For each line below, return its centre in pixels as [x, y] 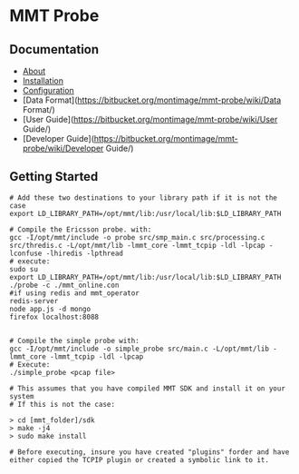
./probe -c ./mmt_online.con [64, 285]
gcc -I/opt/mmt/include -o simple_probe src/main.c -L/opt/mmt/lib [140, 349]
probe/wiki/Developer [63, 148]
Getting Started [54, 177]
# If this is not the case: [63, 404]
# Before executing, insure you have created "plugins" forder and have [149, 452]
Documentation [54, 49]
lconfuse [26, 253]
